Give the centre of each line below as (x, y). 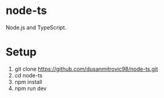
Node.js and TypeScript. (36, 27)
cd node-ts (28, 75)
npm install (28, 82)
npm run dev (30, 88)
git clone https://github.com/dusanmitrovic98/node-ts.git (86, 69)
